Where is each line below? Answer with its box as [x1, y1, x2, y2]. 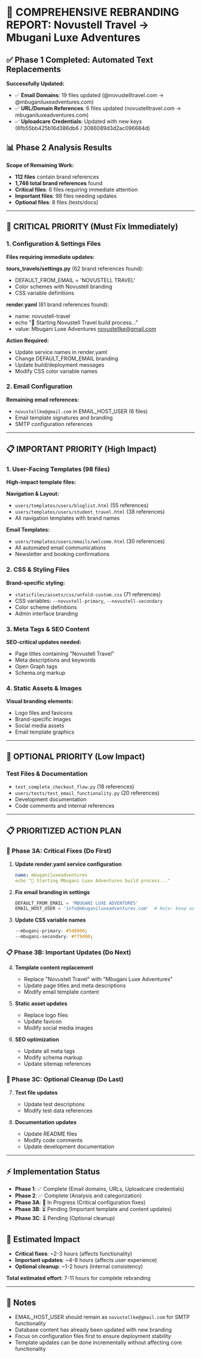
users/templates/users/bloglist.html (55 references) [14, 502, 149, 509]
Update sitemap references [23, 1060, 92, 1067]
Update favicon [23, 1018, 62, 1025]
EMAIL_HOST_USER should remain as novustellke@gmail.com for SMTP [14, 1314, 190, 1321]
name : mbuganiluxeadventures [14, 872, 88, 878]
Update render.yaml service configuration [14, 860, 122, 868]
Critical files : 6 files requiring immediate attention [14, 186, 138, 193]
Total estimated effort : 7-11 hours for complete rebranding [6, 1275, 151, 1282]
